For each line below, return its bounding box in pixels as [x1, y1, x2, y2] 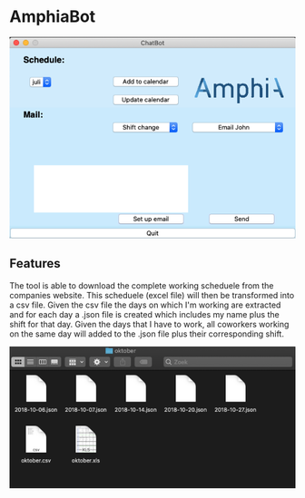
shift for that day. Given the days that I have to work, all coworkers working [9, 318, 290, 329]
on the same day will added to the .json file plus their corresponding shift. [9, 328, 284, 339]
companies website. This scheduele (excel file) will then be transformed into [9, 289, 295, 300]
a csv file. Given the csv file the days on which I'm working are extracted [9, 299, 281, 310]
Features [9, 256, 61, 271]
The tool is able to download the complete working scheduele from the [9, 279, 274, 291]
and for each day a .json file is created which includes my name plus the [9, 308, 280, 319]
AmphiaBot [9, 6, 96, 27]
